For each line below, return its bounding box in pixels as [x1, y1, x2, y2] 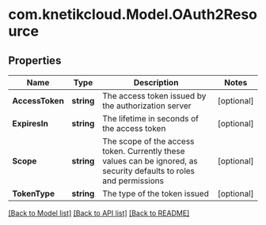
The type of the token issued [102, 188, 210, 199]
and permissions [102, 175, 165, 186]
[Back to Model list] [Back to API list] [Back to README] [8, 208, 190, 218]
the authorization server [102, 100, 192, 111]
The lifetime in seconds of [102, 113, 199, 124]
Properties [8, 54, 62, 67]
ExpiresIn [12, 118, 49, 129]
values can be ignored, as [102, 156, 198, 167]
